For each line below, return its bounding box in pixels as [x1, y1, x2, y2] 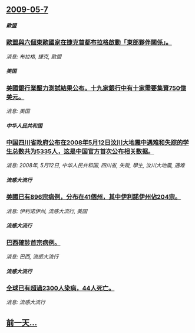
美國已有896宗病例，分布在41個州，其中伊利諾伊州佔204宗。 [6, 193, 181, 201]
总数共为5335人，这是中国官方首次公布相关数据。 [12, 147, 154, 156]
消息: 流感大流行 [6, 299, 45, 306]
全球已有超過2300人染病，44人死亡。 [6, 284, 115, 292]
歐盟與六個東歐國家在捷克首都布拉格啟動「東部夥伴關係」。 [6, 38, 172, 47]
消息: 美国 [6, 108, 30, 115]
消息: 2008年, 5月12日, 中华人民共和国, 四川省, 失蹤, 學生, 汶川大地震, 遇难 [6, 162, 186, 169]
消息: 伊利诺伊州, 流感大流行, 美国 [6, 207, 87, 215]
